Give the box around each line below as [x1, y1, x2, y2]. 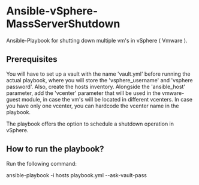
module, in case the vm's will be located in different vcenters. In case [21, 96, 193, 103]
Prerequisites [6, 54, 58, 64]
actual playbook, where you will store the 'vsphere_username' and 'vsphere [6, 76, 193, 83]
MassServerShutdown [6, 17, 120, 31]
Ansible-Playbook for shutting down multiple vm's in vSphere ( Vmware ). [6, 37, 188, 44]
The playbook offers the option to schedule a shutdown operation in [6, 120, 174, 127]
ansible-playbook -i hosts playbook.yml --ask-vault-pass [6, 171, 147, 178]
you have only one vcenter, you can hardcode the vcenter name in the [6, 102, 179, 109]
